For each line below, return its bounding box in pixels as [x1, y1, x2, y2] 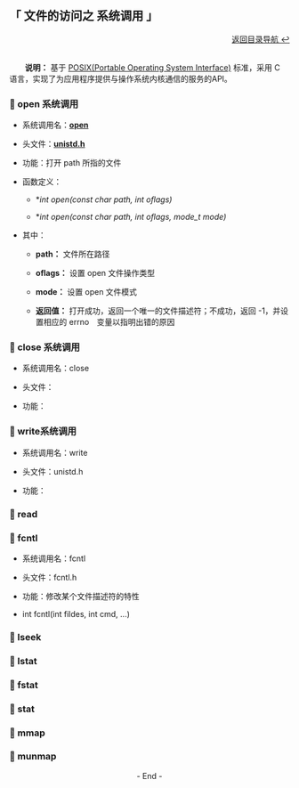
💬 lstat [9, 654, 37, 667]
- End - [136, 770, 163, 781]
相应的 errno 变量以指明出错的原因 [43, 317, 175, 328]
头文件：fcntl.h [21, 572, 77, 582]
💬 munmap [9, 751, 57, 763]
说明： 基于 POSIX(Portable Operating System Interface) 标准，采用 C [25, 61, 280, 73]
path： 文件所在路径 [35, 248, 110, 260]
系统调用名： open [21, 119, 89, 131]
